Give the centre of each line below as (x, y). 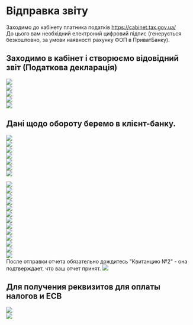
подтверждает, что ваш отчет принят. (54, 268)
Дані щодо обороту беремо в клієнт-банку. (91, 124)
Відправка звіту (47, 11)
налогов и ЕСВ (34, 296)
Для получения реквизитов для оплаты (83, 287)
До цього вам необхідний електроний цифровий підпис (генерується (94, 33)
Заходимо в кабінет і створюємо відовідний (93, 58)
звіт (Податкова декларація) (62, 68)
